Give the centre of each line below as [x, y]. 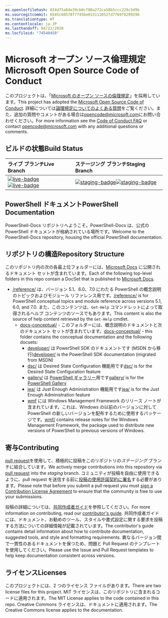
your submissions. [24, 497]
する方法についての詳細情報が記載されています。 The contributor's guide [79, 526]
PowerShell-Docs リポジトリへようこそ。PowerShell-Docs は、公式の [77, 225]
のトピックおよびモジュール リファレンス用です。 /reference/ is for [80, 296]
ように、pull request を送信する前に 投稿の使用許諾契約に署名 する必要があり [84, 480]
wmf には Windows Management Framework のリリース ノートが [94, 401]
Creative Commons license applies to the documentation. [64, 610]
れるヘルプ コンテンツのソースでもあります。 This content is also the [91, 313]
